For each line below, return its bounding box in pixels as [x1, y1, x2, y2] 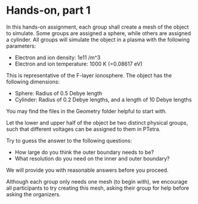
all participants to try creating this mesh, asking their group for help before [6, 184, 190, 191]
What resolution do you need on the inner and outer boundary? [14, 154, 170, 162]
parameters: [6, 42, 36, 50]
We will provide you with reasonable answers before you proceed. [6, 166, 169, 174]
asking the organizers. [6, 190, 61, 197]
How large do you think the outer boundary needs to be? [14, 149, 154, 156]
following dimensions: [6, 78, 60, 85]
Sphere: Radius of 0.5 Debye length [14, 89, 103, 97]
